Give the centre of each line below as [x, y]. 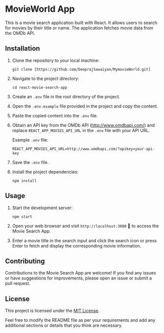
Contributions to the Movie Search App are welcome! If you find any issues [81, 273]
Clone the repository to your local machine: [56, 60]
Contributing [25, 261]
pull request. [18, 283]
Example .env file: [30, 140]
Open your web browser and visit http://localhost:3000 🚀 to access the [85, 226]
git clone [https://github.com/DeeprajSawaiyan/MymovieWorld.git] [81, 69]
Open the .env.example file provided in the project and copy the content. [85, 106]
